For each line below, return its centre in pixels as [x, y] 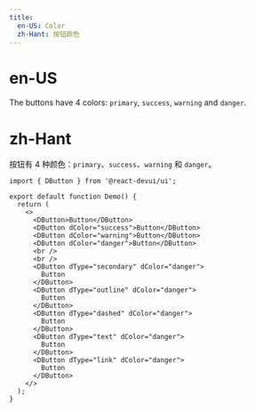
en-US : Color [41, 26]
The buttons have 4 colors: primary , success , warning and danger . [128, 102]
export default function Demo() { [73, 197]
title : [21, 17]
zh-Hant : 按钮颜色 [48, 34]
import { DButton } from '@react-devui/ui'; [93, 182]
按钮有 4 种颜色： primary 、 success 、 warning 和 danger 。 [113, 165]
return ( [33, 205]
